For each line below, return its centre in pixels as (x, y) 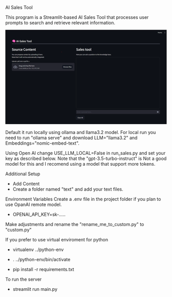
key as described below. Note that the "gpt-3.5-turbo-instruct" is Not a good (86, 158)
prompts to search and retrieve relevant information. (60, 23)
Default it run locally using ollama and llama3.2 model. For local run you (81, 132)
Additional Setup (23, 174)
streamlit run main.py (35, 289)
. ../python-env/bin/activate (41, 260)
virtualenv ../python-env (38, 249)
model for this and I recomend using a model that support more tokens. (80, 164)
